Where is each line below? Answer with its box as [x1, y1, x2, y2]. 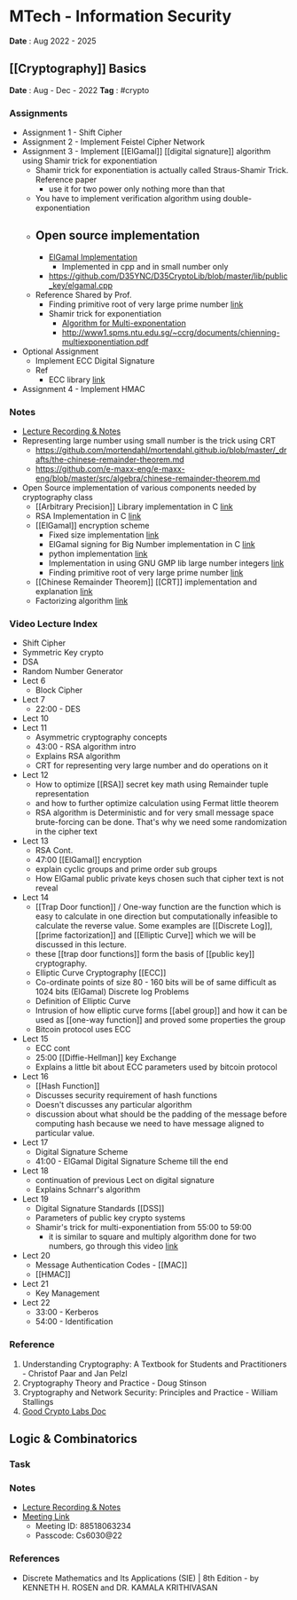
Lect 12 [21, 770, 49, 780]
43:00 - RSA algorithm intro [35, 741, 137, 752]
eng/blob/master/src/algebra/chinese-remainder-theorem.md [35, 473, 261, 484]
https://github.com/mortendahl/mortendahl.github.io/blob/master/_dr [35, 445, 287, 456]
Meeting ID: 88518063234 [35, 1521, 131, 1532]
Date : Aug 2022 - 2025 [9, 35, 97, 46]
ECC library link [48, 374, 106, 385]
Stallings [21, 1396, 54, 1407]
